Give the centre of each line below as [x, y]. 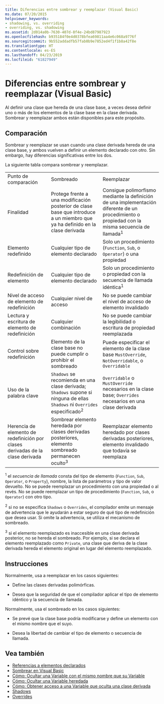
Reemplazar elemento [127, 426]
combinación [66, 327]
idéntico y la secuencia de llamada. [47, 600]
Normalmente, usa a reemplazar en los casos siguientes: [62, 576]
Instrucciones [27, 564]
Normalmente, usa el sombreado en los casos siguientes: [63, 609]
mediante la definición [128, 196]
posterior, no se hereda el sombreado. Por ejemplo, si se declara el [72, 538]
